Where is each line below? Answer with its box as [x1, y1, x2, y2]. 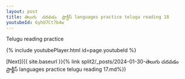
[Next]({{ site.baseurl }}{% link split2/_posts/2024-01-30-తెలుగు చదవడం [6, 58, 179, 65]
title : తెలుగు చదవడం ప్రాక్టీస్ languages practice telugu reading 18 [6, 14, 169, 20]
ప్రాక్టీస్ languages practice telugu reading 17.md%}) [6, 66, 126, 73]
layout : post [6, 8, 38, 15]
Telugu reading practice [6, 36, 64, 43]
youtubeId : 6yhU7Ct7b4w [6, 19, 65, 25]
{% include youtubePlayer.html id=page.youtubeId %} [6, 47, 137, 54]
